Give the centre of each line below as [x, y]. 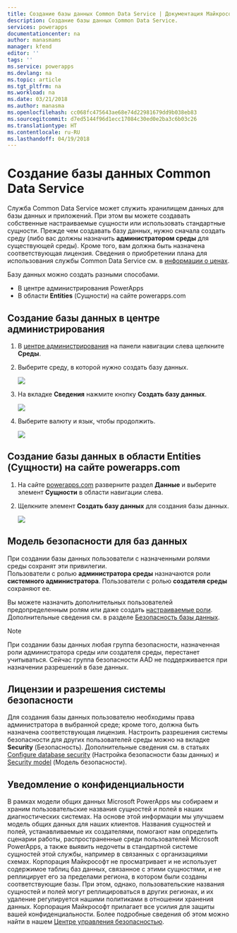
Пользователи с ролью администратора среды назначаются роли [109, 573]
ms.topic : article [34, 80]
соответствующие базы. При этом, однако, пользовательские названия [116, 884]
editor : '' [23, 54]
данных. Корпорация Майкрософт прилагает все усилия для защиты [111, 907]
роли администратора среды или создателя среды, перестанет [103, 652]
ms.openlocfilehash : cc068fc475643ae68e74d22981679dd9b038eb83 [102, 112]
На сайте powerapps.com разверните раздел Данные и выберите [117, 484]
